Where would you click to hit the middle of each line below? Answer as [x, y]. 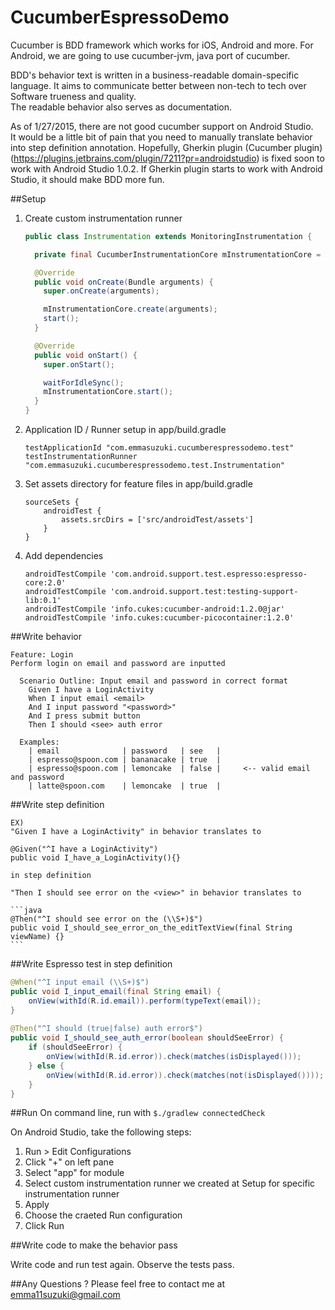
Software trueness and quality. [73, 96]
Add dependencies [64, 556]
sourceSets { [52, 502]
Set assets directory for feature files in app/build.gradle [138, 484]
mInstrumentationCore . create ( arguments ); [130, 309]
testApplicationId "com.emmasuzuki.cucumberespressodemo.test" [159, 448]
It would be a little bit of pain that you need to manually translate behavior [161, 137]
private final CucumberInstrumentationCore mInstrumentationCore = [178, 254]
